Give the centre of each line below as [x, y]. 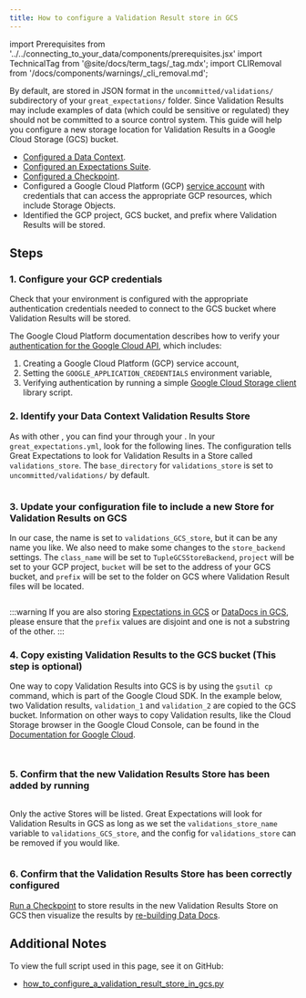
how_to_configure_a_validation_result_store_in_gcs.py [123, 983]
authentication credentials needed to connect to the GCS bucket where [143, 309]
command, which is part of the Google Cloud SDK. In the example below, [146, 696]
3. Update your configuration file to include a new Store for [142, 506]
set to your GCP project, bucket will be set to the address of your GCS [140, 567]
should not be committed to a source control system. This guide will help [146, 120]
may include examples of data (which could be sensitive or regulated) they [149, 109]
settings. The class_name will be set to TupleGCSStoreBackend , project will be [152, 556]
